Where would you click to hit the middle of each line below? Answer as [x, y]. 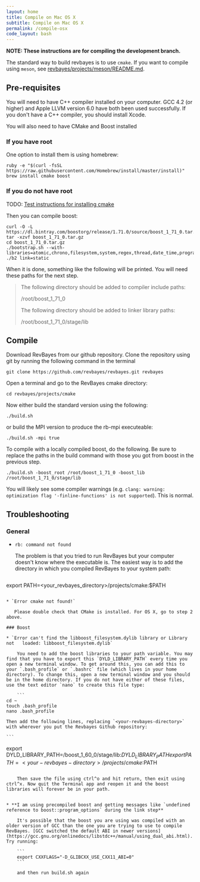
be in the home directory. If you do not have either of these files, [96, 680]
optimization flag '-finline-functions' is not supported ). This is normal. [100, 496]
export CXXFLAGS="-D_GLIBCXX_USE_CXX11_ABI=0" [76, 857]
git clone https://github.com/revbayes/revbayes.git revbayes [85, 372]
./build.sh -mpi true [33, 438]
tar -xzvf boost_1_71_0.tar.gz [45, 237]
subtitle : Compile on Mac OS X [45, 23]
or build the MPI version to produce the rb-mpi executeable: [80, 427]
